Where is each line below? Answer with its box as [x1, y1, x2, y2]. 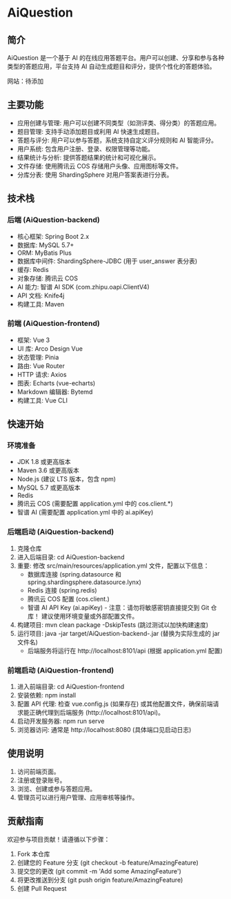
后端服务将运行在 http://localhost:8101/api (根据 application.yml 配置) [27, 646, 223, 655]
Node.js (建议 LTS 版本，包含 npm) [17, 475, 116, 483]
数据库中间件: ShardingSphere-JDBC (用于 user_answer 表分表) [17, 257, 198, 265]
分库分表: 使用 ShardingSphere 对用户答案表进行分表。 [17, 171, 173, 179]
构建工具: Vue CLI [17, 396, 68, 405]
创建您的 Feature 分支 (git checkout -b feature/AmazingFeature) [17, 858, 199, 867]
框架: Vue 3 [17, 336, 50, 344]
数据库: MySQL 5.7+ [17, 240, 74, 249]
